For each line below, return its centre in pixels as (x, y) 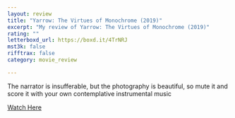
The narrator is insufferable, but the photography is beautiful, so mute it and (117, 86)
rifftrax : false (31, 54)
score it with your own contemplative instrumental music (89, 93)
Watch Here (25, 107)
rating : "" (23, 34)
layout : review (30, 14)
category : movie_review (42, 60)
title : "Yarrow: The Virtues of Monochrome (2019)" (85, 20)
